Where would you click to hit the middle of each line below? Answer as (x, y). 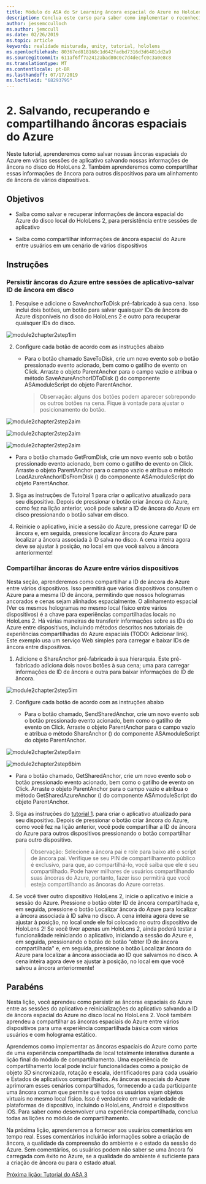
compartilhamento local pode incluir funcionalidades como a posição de (97, 1066)
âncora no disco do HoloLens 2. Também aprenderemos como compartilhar (102, 167)
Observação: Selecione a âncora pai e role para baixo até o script (113, 851)
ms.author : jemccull (33, 29)
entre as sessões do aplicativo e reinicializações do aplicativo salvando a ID (102, 1008)
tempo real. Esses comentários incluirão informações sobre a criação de (98, 1136)
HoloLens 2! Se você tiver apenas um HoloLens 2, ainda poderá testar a (106, 928)
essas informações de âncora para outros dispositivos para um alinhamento (102, 174)
